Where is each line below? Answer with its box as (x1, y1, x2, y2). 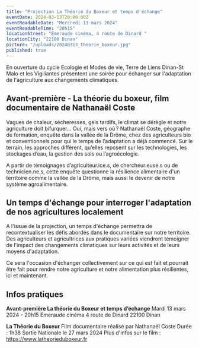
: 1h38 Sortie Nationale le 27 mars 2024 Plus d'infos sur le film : (6, 329, 161, 336)
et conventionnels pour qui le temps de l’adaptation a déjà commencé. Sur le (6, 137, 193, 144)
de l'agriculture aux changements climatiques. (6, 76, 120, 83)
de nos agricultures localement (6, 207, 124, 217)
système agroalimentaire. (6, 181, 68, 188)
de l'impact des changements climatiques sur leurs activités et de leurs (6, 242, 180, 249)
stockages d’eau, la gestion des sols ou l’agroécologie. (6, 150, 140, 157)
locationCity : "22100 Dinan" (6, 36, 78, 42)
